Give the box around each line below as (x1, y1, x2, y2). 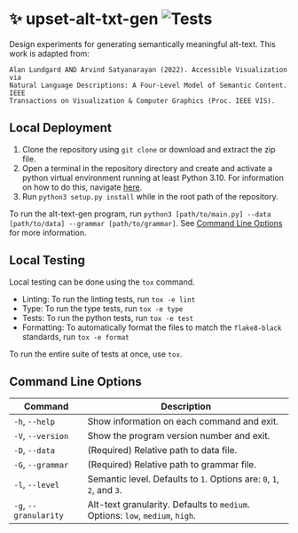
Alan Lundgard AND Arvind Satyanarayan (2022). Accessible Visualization (9, 65, 288, 74)
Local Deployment (9, 121, 113, 136)
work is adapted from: (9, 48, 90, 59)
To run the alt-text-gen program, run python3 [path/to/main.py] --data (9, 208, 271, 219)
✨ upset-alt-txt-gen (9, 9, 159, 29)
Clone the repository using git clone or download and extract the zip (21, 144, 277, 154)
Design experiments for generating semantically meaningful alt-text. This (9, 38, 277, 49)
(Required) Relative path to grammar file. (87, 459, 257, 471)
